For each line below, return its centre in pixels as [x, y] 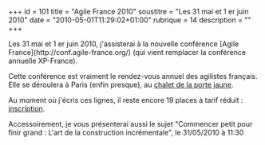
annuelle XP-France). [43, 61]
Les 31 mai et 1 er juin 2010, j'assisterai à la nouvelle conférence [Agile [124, 44]
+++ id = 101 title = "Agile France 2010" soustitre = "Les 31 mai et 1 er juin [129, 12]
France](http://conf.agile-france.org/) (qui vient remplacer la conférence [127, 52]
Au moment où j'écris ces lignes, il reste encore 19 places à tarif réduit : [126, 100]
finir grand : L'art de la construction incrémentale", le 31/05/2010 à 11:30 [126, 132]
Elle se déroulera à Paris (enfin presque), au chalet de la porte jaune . [121, 84]
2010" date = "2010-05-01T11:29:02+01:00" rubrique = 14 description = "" [130, 20]
